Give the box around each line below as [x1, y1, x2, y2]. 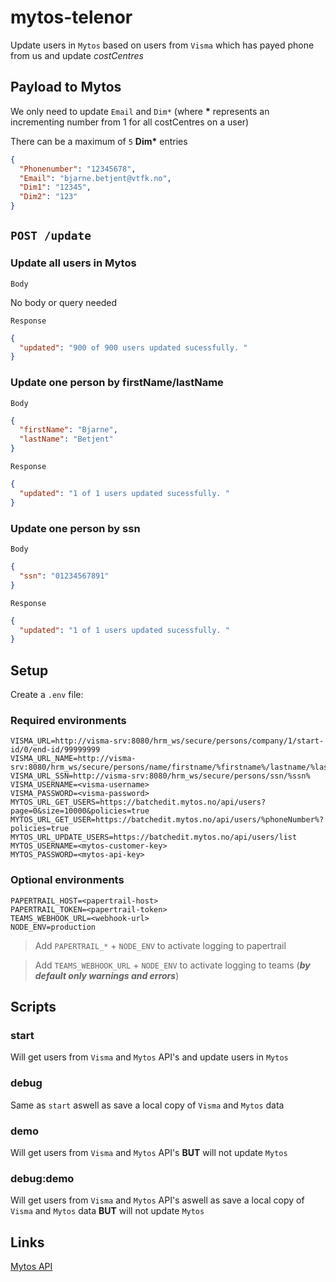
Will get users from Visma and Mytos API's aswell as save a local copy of [10, 1194, 305, 1206]
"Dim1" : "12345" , [19, 182, 92, 193]
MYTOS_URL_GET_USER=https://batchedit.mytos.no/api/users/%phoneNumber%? [10, 815, 325, 825]
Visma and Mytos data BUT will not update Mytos [10, 1205, 205, 1217]
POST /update [10, 229, 92, 243]
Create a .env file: [10, 689, 84, 701]
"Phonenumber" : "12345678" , [19, 164, 137, 174]
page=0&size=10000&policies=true [10, 806, 150, 816]
